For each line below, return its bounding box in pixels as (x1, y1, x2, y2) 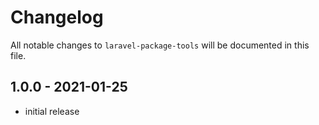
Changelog (10, 6, 104, 29)
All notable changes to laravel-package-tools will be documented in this (10, 39, 310, 51)
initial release (24, 105, 80, 117)
